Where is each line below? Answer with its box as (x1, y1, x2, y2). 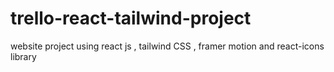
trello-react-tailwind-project (10, 7, 252, 30)
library (10, 50, 37, 62)
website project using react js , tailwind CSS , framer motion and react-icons (10, 40, 325, 52)
